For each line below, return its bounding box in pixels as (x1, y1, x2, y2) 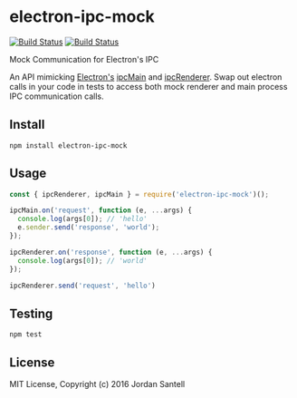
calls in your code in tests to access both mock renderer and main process (9, 81, 288, 92)
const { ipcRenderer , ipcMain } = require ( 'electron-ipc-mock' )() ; (9, 189, 270, 199)
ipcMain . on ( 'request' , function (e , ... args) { (9, 206, 193, 215)
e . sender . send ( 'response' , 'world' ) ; (17, 223, 160, 232)
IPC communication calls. (9, 91, 104, 102)
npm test (9, 330, 43, 339)
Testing (9, 306, 53, 321)
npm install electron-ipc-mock (9, 141, 128, 150)
